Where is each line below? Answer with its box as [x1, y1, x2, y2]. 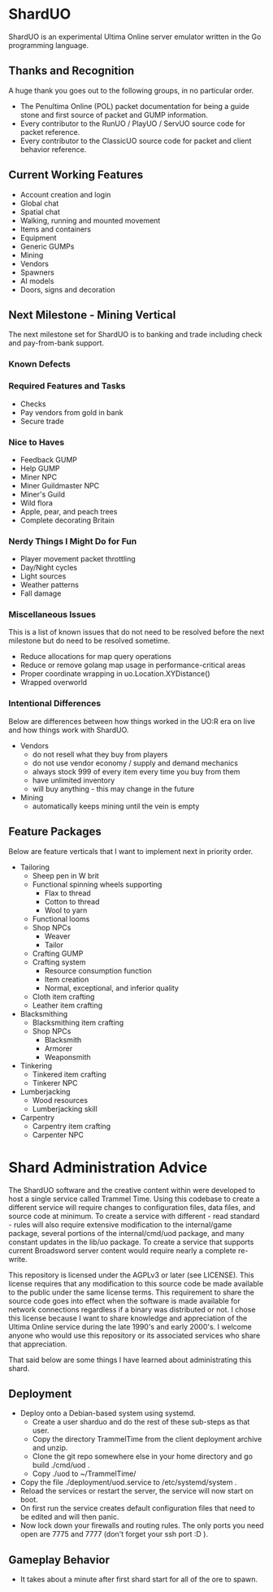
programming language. [8, 40, 89, 50]
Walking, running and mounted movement [19, 215, 161, 225]
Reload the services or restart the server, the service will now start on [19, 1486, 253, 1496]
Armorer [44, 1043, 73, 1053]
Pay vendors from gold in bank [19, 407, 123, 417]
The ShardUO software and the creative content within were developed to [8, 1185, 256, 1195]
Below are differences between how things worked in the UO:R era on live [8, 716, 256, 726]
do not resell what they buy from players [32, 749, 168, 759]
